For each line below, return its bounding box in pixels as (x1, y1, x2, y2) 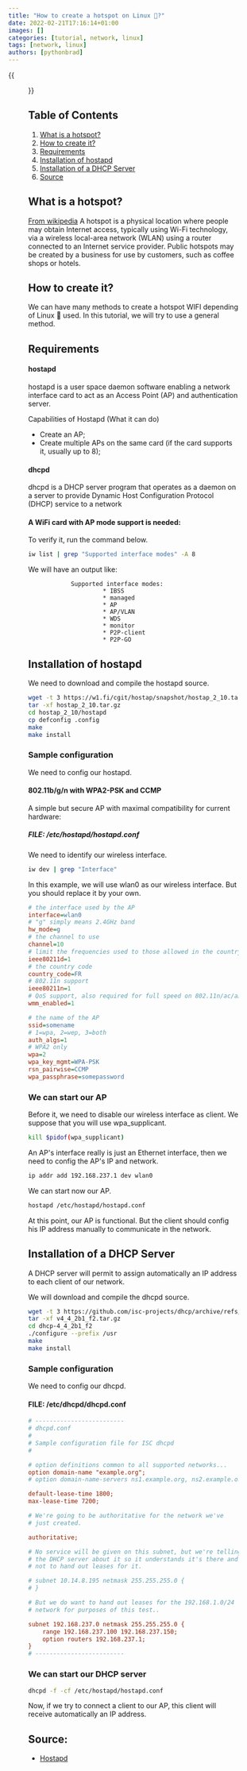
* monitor (102, 622, 135, 630)
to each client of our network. (28, 1276, 125, 1287)
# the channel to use (28, 933, 100, 941)
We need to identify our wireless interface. (28, 850, 168, 859)
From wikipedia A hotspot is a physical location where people (28, 216, 229, 226)
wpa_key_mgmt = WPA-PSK (28, 1058, 100, 1067)
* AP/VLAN (102, 608, 135, 616)
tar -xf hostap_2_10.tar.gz (28, 701, 122, 709)
